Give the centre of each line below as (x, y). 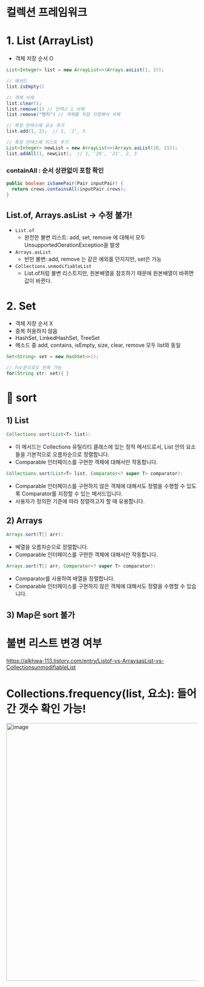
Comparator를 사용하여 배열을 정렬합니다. (65, 579)
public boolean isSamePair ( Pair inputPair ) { (65, 183)
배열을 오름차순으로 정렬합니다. (52, 547)
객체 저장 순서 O (34, 58)
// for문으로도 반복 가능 (34, 368)
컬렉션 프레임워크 (47, 12)
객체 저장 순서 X (34, 324)
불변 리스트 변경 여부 (54, 643)
